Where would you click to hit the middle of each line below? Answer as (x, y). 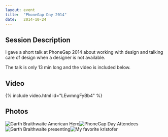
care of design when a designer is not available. (55, 58)
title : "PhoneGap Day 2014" (36, 15)
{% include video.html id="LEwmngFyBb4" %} (54, 95)
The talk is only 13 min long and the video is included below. (68, 67)
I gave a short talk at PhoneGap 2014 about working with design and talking (84, 52)
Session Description (38, 40)
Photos (17, 111)
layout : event (20, 10)
